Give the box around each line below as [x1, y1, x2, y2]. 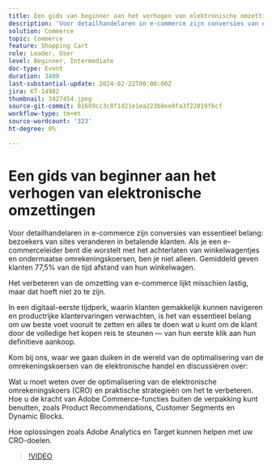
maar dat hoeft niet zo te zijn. [8, 287, 106, 296]
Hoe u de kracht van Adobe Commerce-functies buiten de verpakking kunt [8, 394, 258, 403]
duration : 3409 [8, 72, 60, 80]
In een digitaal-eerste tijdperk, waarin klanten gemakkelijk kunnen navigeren [8, 302, 263, 312]
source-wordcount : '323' [8, 117, 92, 126]
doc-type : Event [8, 65, 63, 73]
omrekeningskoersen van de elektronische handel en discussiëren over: [8, 361, 249, 371]
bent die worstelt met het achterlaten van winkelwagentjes [64, 245, 260, 255]
